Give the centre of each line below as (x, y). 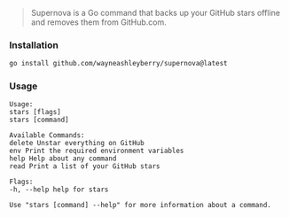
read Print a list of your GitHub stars (85, 167)
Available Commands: (47, 136)
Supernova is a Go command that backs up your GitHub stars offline (156, 13)
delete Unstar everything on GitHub (77, 143)
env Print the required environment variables (97, 151)
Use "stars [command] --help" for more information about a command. (141, 205)
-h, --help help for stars (59, 190)
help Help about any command (63, 159)
